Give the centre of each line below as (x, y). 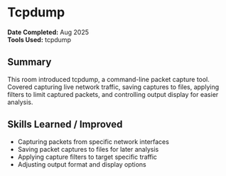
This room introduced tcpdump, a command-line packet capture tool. (108, 79)
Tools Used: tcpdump (39, 39)
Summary (29, 62)
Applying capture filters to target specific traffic (87, 157)
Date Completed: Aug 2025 (48, 32)
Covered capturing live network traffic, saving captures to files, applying (113, 87)
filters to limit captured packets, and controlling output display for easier (113, 94)
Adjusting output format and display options (82, 164)
